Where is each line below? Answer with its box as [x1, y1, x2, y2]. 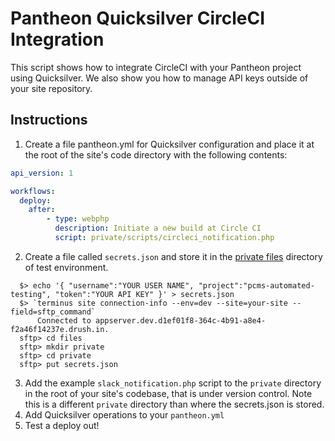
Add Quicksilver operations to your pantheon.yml [24, 408, 225, 421]
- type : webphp [46, 214, 110, 224]
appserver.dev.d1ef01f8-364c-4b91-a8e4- [95, 315, 267, 326]
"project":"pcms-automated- [198, 280, 315, 291]
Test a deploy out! [24, 419, 100, 431]
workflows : [10, 186, 56, 196]
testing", [10, 289, 52, 299]
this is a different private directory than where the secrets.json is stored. [24, 398, 325, 410]
